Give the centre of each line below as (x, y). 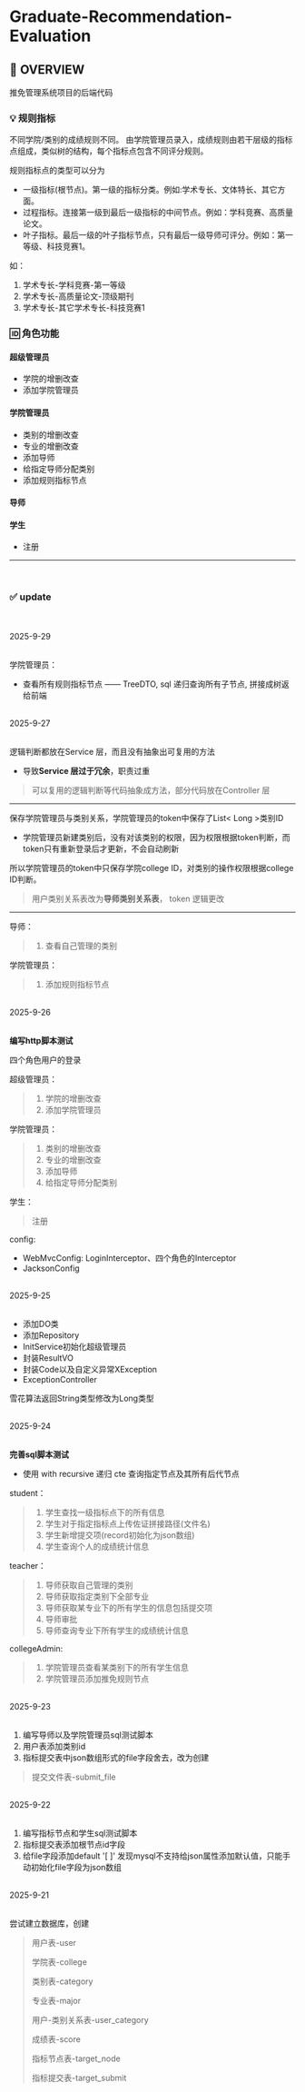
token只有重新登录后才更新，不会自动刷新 (101, 848)
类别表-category (62, 1981)
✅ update (30, 597)
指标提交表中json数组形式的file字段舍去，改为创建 (116, 1757)
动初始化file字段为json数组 (72, 1867)
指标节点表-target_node (76, 2058)
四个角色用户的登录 (45, 1059)
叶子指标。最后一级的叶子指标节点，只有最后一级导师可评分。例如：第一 (157, 235)
